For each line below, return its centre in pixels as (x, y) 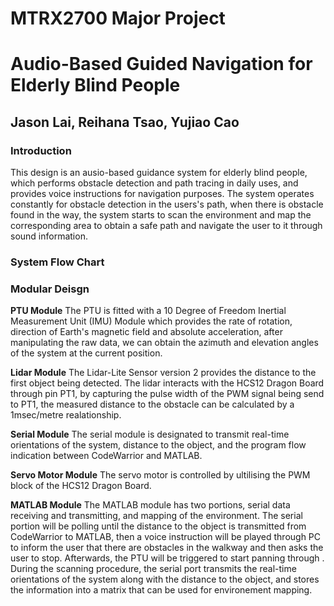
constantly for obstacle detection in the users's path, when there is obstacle (167, 204)
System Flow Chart (57, 262)
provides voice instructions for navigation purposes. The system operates (162, 194)
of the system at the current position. (86, 353)
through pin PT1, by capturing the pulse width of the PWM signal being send (167, 394)
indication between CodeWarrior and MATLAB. (106, 456)
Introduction (41, 150)
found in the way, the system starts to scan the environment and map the (161, 215)
